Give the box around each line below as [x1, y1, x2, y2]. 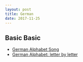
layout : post [5, 7, 32, 12]
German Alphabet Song [12, 47, 59, 52]
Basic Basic [5, 34, 41, 42]
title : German [5, 12, 34, 16]
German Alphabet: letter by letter [12, 51, 78, 58]
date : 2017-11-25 [5, 16, 40, 21]
